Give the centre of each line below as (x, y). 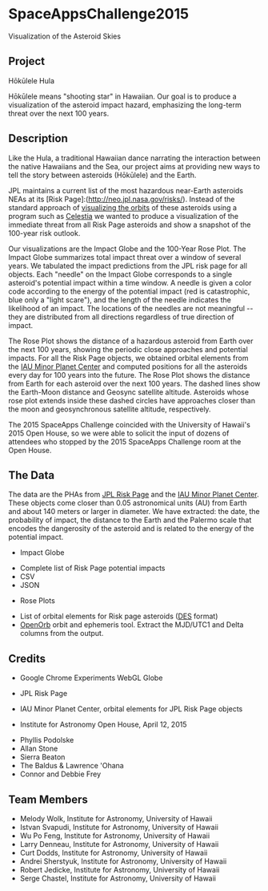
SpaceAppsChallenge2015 (99, 14)
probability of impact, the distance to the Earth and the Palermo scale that (130, 520)
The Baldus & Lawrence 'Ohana (72, 766)
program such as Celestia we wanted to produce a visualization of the (123, 216)
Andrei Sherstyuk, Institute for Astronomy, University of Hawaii (123, 861)
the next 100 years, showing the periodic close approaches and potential (128, 349)
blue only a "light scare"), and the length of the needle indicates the (120, 300)
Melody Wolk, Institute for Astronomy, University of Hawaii (116, 818)
